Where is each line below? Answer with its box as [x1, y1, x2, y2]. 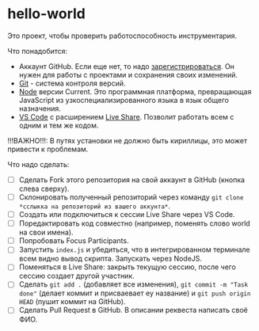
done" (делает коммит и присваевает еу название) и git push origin [18, 288, 251, 298]
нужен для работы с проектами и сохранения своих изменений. [18, 70, 238, 79]
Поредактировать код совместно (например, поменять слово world [18, 219, 250, 228]
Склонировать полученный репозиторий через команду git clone [18, 192, 244, 202]
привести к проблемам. [7, 144, 89, 154]
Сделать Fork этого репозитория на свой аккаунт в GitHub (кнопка [18, 175, 246, 185]
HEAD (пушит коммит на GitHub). [18, 297, 126, 306]
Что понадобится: [7, 46, 68, 55]
